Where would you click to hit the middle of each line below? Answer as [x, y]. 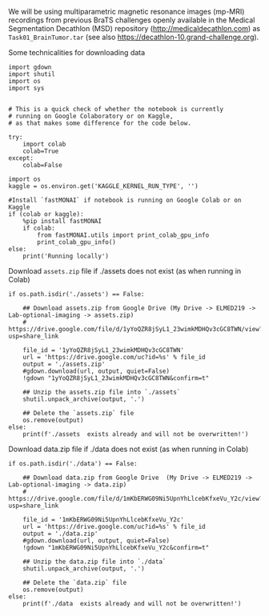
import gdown [30, 67]
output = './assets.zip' [64, 364]
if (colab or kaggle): [46, 214]
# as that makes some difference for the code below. [100, 123]
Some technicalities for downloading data [77, 52]
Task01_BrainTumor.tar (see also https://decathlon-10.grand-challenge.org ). [134, 37]
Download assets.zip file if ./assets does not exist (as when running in [125, 271]
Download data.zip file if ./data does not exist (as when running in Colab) [128, 449]
